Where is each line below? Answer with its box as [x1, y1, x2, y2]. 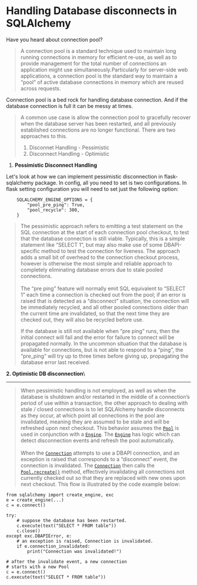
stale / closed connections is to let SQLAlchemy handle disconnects [20, 405, 185, 412]
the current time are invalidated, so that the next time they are [20, 310, 170, 317]
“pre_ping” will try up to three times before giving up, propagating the [20, 352, 189, 359]
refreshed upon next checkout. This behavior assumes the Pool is [20, 424, 179, 431]
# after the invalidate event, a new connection [6, 559, 127, 564]
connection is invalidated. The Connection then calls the [20, 462, 155, 469]
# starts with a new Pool [6, 564, 69, 570]
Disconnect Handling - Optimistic [29, 150, 110, 157]
